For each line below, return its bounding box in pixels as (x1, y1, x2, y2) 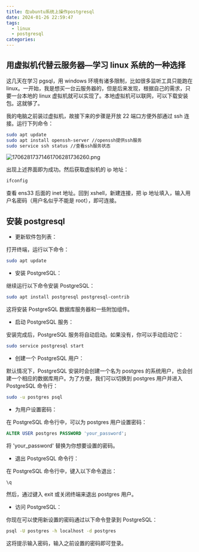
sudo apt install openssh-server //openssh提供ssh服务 (6, 137, 142, 144)
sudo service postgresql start (6, 343, 84, 349)
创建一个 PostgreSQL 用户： (14, 354, 85, 362)
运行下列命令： (16, 120, 54, 127)
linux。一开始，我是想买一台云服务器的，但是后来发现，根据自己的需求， (6, 84, 185, 92)
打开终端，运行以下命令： (6, 246, 69, 253)
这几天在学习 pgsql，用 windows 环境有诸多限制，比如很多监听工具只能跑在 (6, 77, 193, 84)
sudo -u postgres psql (6, 394, 63, 400)
